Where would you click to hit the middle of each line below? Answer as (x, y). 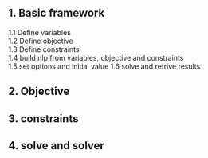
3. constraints (43, 118)
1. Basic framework (57, 13)
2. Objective (39, 91)
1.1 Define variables (40, 32)
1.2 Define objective (41, 41)
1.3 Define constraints (44, 49)
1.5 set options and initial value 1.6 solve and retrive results (104, 66)
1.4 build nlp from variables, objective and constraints (96, 57)
